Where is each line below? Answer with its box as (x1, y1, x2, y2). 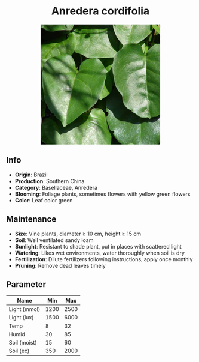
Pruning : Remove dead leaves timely (14, 262, 106, 269)
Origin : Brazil (14, 171, 48, 178)
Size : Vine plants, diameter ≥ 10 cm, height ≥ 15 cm (14, 230, 142, 237)
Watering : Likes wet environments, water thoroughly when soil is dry (14, 249, 185, 256)
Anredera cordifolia (51, 4, 150, 18)
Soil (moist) (8, 339, 37, 346)
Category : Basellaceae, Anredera (14, 184, 97, 191)
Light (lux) (8, 314, 34, 321)
